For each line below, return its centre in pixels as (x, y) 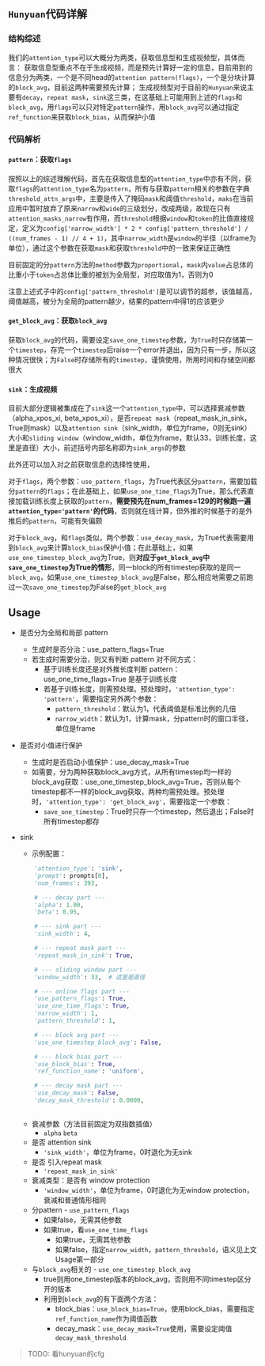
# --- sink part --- (68, 927)
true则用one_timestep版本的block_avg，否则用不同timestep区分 (147, 1279)
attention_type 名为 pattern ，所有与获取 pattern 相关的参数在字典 (145, 188)
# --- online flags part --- (82, 991)
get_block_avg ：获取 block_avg (58, 321)
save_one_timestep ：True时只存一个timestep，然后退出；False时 (149, 812)
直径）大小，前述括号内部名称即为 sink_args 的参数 (104, 448)
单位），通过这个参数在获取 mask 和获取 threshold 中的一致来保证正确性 (120, 248)
